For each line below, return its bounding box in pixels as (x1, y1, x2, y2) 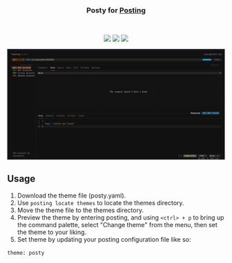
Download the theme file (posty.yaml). (17, 191, 126, 200)
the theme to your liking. (17, 228, 87, 236)
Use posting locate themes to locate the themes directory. (17, 198, 184, 207)
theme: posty (7, 249, 45, 256)
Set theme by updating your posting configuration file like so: (17, 235, 191, 243)
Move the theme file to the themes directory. (17, 206, 144, 214)
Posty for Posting (86, 6, 146, 15)
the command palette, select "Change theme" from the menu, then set (17, 220, 217, 229)
